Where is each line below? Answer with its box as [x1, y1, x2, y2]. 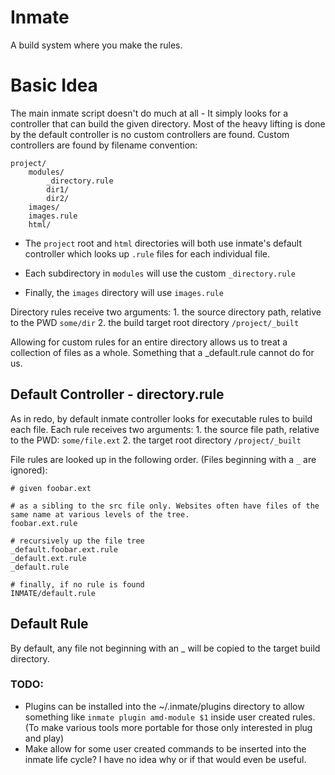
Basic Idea [10, 74, 98, 97]
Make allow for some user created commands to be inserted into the [24, 742, 307, 755]
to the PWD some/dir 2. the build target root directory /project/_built [10, 316, 300, 328]
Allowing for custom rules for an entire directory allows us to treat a [10, 336, 288, 348]
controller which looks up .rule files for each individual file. [24, 247, 270, 260]
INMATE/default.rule [10, 588, 97, 598]
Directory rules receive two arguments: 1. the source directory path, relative [10, 306, 322, 318]
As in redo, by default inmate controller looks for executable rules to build [10, 412, 313, 425]
